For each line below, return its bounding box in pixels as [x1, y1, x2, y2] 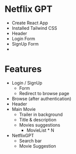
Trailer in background [19, 111, 63, 117]
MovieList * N [26, 127, 55, 133]
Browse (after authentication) [11, 96, 72, 102]
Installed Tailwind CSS [11, 25, 57, 31]
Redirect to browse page [19, 90, 70, 96]
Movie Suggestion [19, 143, 56, 149]
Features [4, 63, 42, 75]
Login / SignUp [11, 80, 42, 86]
